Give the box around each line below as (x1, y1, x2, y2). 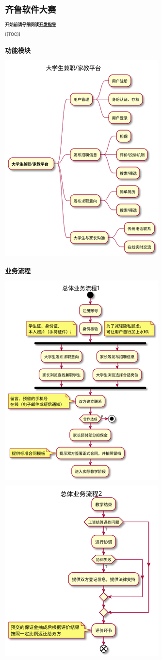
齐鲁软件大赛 (5, 4, 57, 16)
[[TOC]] (5, 31, 20, 37)
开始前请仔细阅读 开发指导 (5, 21, 56, 27)
